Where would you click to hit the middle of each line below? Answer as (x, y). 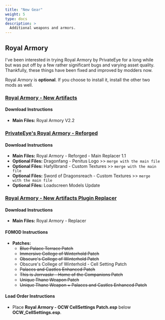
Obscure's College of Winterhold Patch (59, 258)
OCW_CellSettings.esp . (37, 312)
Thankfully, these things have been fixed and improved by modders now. (79, 70)
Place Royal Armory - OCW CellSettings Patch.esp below (71, 307)
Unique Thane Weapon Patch (49, 280)
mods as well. (19, 85)
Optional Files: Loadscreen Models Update (56, 186)
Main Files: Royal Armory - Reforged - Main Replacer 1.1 (69, 156)
